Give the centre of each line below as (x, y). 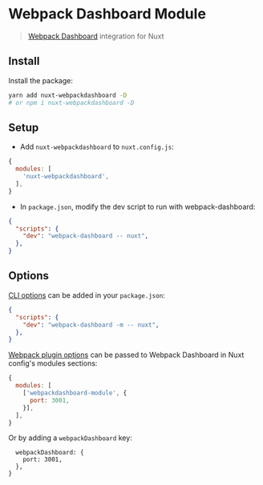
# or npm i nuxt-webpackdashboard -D (71, 102)
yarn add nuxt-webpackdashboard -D (68, 95)
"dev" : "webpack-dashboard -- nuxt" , (86, 236)
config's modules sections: (53, 363)
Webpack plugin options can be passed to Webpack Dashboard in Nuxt (126, 355)
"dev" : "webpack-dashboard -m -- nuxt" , (91, 325)
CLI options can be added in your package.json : (87, 295)
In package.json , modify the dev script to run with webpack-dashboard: (138, 206)
